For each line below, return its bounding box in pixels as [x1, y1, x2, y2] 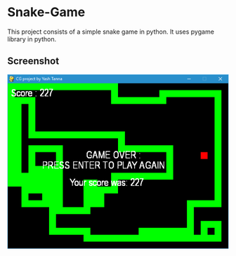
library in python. [7, 34, 57, 43]
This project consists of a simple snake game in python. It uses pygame [7, 27, 214, 36]
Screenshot [7, 55, 60, 67]
